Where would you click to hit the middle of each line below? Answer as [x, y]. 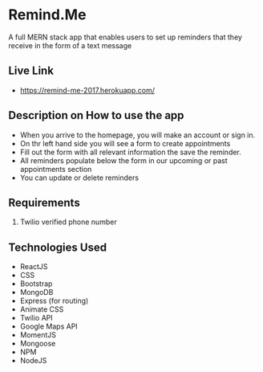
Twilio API [36, 318]
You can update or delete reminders [79, 178]
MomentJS [38, 335]
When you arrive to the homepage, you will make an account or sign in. [138, 135]
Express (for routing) [54, 301]
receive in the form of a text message [70, 45]
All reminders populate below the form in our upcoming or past [124, 160]
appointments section [56, 169]
